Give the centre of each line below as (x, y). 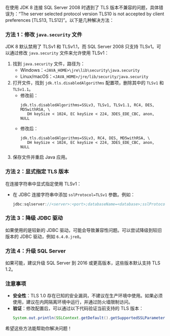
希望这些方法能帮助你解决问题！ (39, 328)
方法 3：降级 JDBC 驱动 (34, 218)
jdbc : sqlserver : (30, 204)
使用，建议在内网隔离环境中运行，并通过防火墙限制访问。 (73, 302)
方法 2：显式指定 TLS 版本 (37, 172)
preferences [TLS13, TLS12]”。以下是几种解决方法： (60, 20)
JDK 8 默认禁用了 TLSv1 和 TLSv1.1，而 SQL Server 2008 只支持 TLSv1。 (81, 47)
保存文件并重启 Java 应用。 (41, 157)
